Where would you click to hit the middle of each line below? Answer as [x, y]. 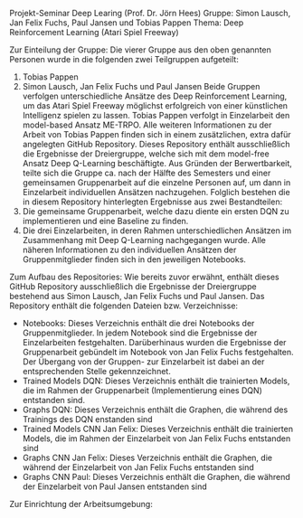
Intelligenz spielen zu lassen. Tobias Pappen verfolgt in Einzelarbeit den [156, 115]
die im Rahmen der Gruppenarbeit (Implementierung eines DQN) [142, 391]
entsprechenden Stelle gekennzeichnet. [97, 371]
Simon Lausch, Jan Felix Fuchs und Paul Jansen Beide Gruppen [141, 86]
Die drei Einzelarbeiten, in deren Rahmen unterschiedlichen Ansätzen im [157, 231]
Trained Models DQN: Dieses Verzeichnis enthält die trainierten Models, [156, 381]
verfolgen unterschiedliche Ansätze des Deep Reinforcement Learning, [155, 96]
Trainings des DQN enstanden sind [87, 419]
